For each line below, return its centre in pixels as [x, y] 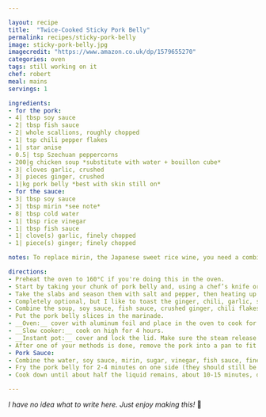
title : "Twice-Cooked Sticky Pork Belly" [79, 30]
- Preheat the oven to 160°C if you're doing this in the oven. [116, 279]
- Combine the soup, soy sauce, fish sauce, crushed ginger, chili [122, 309]
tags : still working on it [53, 67]
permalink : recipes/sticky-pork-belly [72, 37]
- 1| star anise [35, 147]
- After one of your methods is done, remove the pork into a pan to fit [133, 346]
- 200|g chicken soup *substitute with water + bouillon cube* [115, 162]
